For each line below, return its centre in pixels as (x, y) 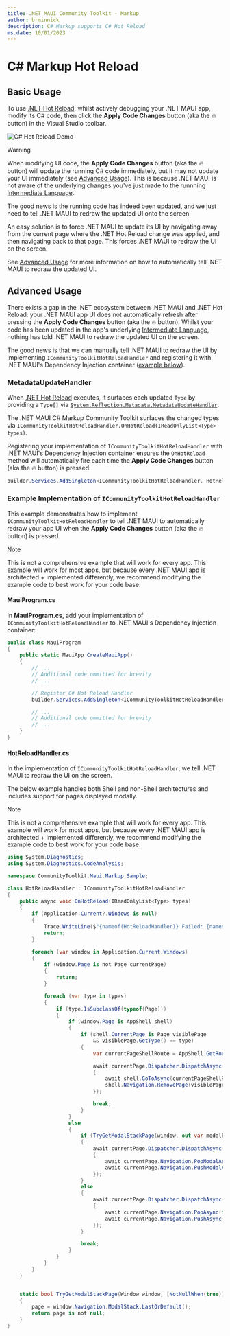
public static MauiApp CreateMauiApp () (76, 655)
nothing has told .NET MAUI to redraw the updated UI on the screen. (103, 337)
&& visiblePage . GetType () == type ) (143, 1041)
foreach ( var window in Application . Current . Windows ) (110, 952)
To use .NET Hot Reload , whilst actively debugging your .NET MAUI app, (109, 108)
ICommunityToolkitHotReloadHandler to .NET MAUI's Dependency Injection (112, 623)
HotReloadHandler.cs (38, 753)
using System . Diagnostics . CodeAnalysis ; (66, 864)
